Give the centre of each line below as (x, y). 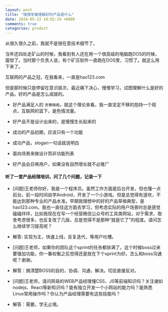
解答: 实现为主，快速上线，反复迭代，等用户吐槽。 (64, 237)
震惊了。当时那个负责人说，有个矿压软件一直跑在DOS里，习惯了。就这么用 (82, 60)
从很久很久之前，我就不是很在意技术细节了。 (51, 44)
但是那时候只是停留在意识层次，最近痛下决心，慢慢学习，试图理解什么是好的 (84, 88)
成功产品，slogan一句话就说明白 (46, 143)
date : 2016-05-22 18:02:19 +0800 (40, 19)
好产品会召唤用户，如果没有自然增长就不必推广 (61, 164)
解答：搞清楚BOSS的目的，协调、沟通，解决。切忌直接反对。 (75, 270)
